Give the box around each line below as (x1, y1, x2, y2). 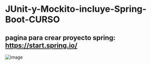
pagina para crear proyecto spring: (5, 33, 116, 42)
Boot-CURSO (5, 14, 60, 25)
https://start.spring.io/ (5, 41, 78, 50)
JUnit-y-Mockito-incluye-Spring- (5, 3, 147, 15)
